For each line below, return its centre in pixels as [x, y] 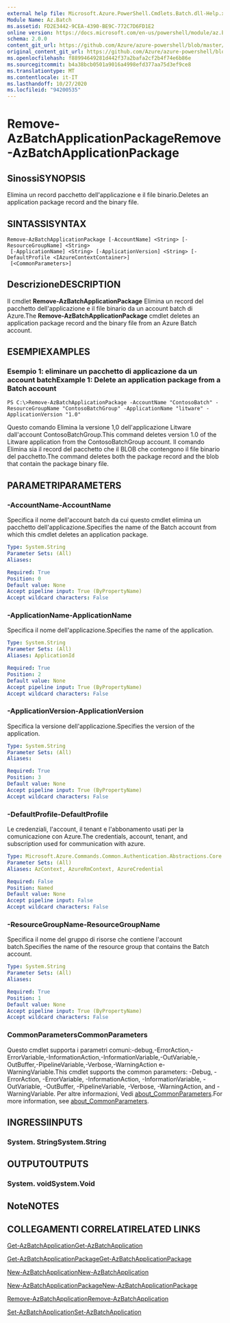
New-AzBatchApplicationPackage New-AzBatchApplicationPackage [102, 1286]
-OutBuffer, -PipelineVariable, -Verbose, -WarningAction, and [129, 1086]
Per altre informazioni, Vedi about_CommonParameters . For [140, 1093]
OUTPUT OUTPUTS [48, 1164]
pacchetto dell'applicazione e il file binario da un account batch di [100, 308]
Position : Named [30, 888]
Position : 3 [24, 777]
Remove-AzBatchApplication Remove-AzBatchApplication [88, 1299]
